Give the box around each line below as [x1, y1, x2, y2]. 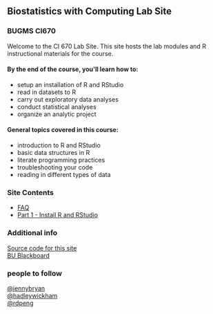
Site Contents [7, 188, 54, 198]
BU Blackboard [7, 251, 50, 259]
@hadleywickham [7, 291, 58, 299]
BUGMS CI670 [7, 26, 57, 36]
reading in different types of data [17, 171, 112, 179]
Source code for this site [7, 243, 77, 252]
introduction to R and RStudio [17, 141, 101, 149]
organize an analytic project [17, 110, 97, 118]
